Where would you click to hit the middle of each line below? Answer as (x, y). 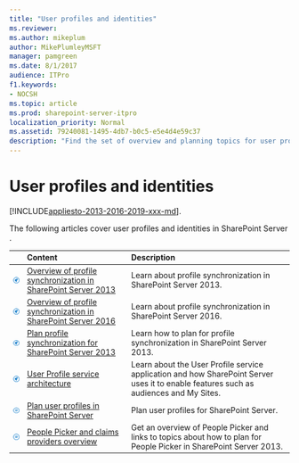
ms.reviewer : (33, 28)
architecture (48, 384)
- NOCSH (24, 94)
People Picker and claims (73, 432)
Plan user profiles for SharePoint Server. (204, 410)
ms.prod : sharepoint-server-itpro (73, 113)
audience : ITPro (39, 76)
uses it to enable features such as (192, 384)
